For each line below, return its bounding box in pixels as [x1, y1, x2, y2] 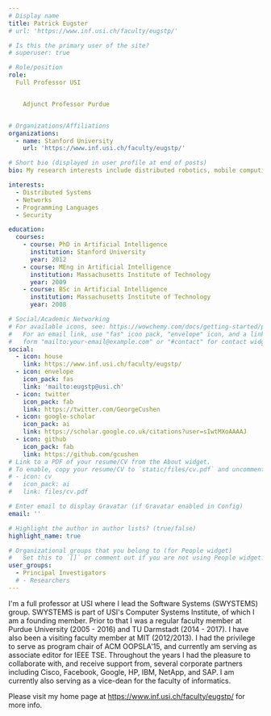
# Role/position [8, 64, 63, 72]
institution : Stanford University [29, 248, 147, 256]
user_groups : [8, 562, 52, 570]
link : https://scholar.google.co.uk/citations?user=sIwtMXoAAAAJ [23, 428, 248, 436]
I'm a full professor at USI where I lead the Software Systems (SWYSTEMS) [8, 598, 258, 608]
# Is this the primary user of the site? [8, 41, 150, 49]
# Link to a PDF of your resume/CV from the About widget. [8, 458, 211, 466]
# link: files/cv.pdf [8, 488, 89, 496]
